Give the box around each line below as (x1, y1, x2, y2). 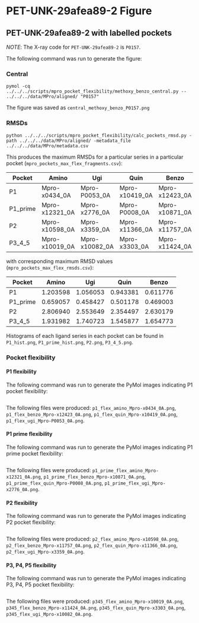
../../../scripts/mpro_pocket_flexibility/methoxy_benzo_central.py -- (6, 88, 187, 94)
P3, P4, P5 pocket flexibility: (6, 581, 75, 589)
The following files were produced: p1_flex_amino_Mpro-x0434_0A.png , (6, 404, 176, 411)
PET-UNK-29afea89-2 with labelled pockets (6, 28, 172, 38)
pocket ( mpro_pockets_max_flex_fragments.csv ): (6, 159, 123, 167)
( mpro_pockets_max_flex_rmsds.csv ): (6, 264, 94, 271)
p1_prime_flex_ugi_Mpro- (104, 480, 166, 486)
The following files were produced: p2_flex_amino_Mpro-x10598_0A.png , (6, 536, 179, 543)
